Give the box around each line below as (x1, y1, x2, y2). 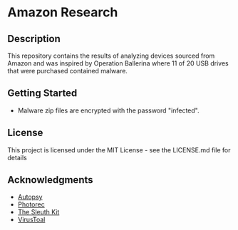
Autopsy (17, 193, 43, 202)
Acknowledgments (7, 174, 94, 186)
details (7, 153, 27, 162)
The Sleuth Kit (17, 208, 60, 216)
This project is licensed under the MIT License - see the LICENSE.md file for (7, 145, 231, 154)
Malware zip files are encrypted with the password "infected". (17, 106, 200, 115)
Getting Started (7, 87, 78, 100)
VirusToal (17, 215, 46, 224)
